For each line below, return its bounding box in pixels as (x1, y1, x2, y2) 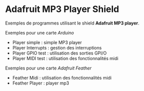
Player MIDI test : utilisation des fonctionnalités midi (12, 55, 119, 61)
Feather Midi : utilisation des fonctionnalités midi (12, 74, 112, 80)
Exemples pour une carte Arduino (5, 29, 74, 35)
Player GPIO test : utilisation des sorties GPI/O (12, 50, 107, 56)
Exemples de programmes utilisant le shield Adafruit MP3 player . (5, 20, 140, 26)
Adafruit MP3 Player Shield (5, 3, 120, 15)
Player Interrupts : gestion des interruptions (12, 44, 102, 50)
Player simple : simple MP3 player (12, 39, 82, 45)
